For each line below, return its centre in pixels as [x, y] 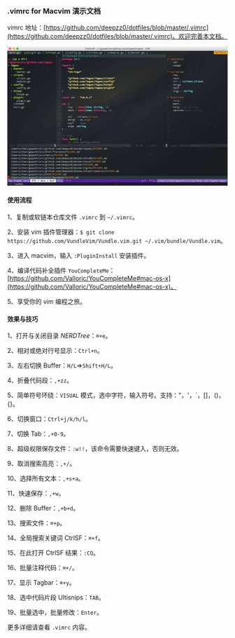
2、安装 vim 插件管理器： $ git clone [61, 232]
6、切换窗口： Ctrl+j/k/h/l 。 [50, 419]
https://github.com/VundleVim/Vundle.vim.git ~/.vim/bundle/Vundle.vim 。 [117, 240]
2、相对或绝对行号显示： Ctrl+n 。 [55, 351]
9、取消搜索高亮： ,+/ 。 [42, 464]
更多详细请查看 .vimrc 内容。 [49, 627]
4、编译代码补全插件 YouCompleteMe [58, 270]
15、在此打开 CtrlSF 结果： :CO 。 [54, 553]
